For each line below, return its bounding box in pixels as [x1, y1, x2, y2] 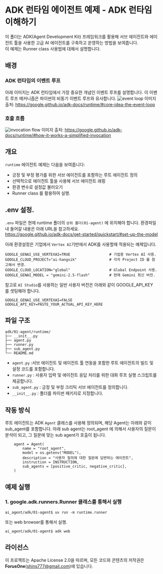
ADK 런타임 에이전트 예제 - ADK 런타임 [5, 4, 152, 16]
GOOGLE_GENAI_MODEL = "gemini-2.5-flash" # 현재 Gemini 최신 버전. [5, 272, 156, 278]
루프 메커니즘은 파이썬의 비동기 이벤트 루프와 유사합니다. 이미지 [10, 96, 157, 101]
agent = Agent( [14, 442, 45, 447]
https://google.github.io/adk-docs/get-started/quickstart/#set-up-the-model [5, 231, 158, 237]
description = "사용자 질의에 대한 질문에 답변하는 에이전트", [22, 456, 133, 460]
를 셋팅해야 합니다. [5, 288, 40, 294]
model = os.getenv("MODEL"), [22, 450, 81, 456]
